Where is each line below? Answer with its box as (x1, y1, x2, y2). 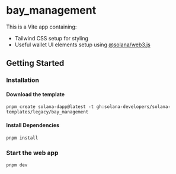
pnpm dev (6, 162, 28, 168)
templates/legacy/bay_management (6, 109, 89, 115)
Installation (6, 76, 40, 84)
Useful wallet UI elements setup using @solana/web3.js (14, 41, 151, 48)
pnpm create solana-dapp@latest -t (6, 104, 94, 110)
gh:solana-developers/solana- (96, 104, 171, 110)
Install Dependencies (6, 122, 60, 129)
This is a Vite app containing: (6, 23, 77, 30)
